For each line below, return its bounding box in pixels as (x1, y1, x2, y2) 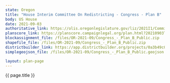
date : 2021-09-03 (5, 21, 42, 27)
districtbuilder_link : (5, 45, 53, 50)
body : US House (5, 17, 37, 22)
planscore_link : (5, 31, 39, 36)
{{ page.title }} (5, 72, 35, 78)
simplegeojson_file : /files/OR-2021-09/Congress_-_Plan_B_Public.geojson (5, 49, 164, 54)
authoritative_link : (5, 26, 49, 31)
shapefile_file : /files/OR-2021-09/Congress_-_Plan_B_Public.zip (5, 40, 146, 45)
